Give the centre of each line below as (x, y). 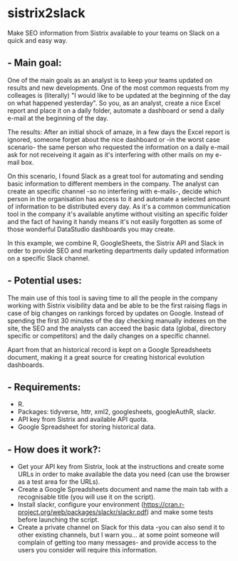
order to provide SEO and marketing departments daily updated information (118, 251)
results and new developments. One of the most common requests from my (118, 88)
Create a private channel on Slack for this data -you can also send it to (121, 527)
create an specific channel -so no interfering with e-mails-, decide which (115, 191)
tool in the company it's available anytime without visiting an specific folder (118, 214)
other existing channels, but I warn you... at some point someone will (118, 535)
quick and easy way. (37, 40)
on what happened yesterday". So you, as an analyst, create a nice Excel (114, 103)
